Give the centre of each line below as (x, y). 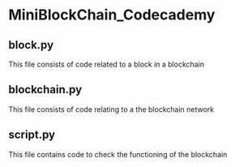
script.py (32, 135)
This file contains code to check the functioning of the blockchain (118, 154)
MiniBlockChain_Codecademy (112, 15)
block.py (31, 45)
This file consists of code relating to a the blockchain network (111, 109)
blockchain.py (45, 90)
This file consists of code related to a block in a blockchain (107, 64)
